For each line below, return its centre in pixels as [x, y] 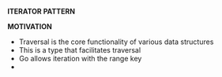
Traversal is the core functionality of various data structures [116, 42]
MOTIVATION [30, 26]
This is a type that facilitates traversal [80, 50]
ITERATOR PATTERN [41, 11]
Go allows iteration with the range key [80, 59]
